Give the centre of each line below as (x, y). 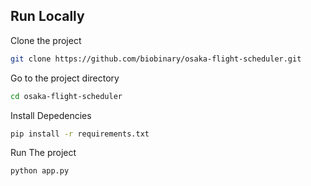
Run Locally (47, 16)
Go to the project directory (65, 78)
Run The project (43, 153)
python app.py (40, 171)
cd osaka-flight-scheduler (66, 96)
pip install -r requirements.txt (80, 134)
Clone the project (46, 40)
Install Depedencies (51, 115)
